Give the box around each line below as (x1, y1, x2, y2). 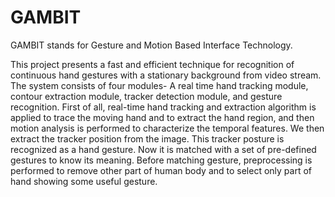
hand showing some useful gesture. (10, 175, 158, 187)
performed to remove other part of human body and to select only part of (10, 164, 313, 176)
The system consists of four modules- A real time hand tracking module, (10, 79, 309, 91)
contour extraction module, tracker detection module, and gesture (10, 90, 283, 102)
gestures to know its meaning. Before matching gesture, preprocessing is (10, 154, 313, 166)
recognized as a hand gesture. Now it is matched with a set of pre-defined (10, 143, 317, 155)
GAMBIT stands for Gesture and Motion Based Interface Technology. (10, 39, 293, 51)
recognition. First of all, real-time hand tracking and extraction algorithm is (10, 101, 317, 113)
